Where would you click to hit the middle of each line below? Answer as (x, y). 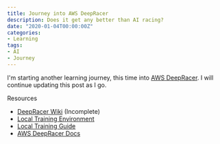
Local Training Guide (46, 126)
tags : (15, 45)
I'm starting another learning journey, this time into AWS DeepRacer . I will (110, 77)
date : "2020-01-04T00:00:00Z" (50, 26)
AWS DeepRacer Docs (49, 133)
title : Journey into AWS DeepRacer (58, 13)
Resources (22, 98)
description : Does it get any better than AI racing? (86, 20)
